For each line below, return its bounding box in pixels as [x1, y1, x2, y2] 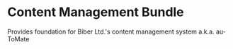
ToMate [7, 34, 30, 43]
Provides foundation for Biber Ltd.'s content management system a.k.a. [7, 27, 215, 36]
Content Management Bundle [7, 4, 184, 20]
